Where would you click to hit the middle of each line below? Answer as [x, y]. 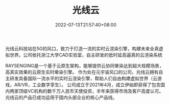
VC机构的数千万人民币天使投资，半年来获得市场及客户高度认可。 [95, 91]
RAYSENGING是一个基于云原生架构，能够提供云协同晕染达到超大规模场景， [85, 65]
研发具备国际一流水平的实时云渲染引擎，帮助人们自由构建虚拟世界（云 [83, 78]
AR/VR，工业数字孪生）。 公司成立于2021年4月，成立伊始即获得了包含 [87, 85]
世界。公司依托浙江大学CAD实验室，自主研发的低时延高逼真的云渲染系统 [86, 55]
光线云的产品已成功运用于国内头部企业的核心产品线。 [61, 97]
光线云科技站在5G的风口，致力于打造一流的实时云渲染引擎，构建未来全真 [82, 48]
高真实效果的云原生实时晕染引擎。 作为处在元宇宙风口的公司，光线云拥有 [82, 72]
